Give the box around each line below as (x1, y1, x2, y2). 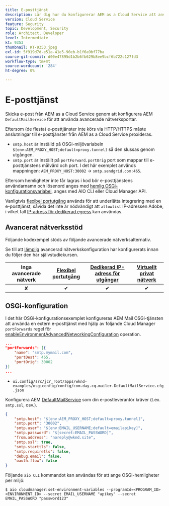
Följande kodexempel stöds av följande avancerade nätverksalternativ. (5, 236, 151, 242)
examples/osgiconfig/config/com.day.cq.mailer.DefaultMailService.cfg (12, 383, 164, 388)
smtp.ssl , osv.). (5, 402, 38, 408)
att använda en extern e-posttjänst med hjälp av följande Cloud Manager (5, 320, 156, 326)
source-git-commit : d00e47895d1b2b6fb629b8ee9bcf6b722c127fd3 (5, 54, 138, 59)
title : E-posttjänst (5, 7, 49, 13)
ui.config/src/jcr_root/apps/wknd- (12, 379, 88, 384)
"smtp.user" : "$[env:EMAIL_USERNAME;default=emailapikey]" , (14, 426, 143, 431)
